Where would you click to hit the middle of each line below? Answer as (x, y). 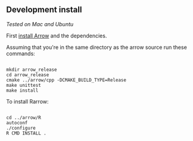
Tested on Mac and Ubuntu (40, 24)
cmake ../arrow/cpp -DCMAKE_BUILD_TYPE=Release (66, 80)
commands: (21, 54)
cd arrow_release (28, 75)
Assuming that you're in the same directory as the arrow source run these (97, 47)
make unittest (24, 85)
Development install (44, 10)
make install (22, 90)
